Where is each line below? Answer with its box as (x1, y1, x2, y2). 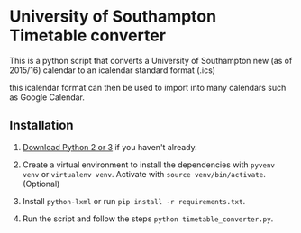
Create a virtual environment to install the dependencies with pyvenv (22, 159, 275, 170)
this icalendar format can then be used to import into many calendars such (9, 82, 287, 93)
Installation (9, 118, 74, 133)
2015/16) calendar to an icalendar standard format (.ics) (9, 65, 216, 76)
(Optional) (22, 178, 60, 189)
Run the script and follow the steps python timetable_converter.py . (22, 213, 274, 224)
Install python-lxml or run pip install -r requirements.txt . (22, 195, 246, 206)
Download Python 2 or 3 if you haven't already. (22, 141, 197, 152)
